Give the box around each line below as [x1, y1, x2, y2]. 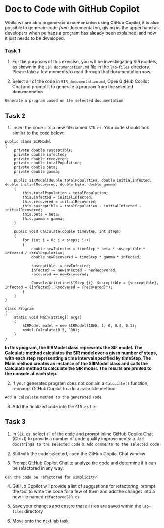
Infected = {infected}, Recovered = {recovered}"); [5, 285, 113, 290]
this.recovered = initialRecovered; [23, 199, 97, 204]
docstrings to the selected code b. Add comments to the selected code [12, 441, 159, 447]
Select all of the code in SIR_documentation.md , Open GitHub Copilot [12, 78, 149, 84]
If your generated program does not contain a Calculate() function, [12, 380, 149, 386]
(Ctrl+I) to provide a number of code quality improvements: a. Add [12, 436, 144, 441]
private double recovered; [14, 157, 69, 161]
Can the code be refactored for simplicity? [5, 475, 97, 480]
